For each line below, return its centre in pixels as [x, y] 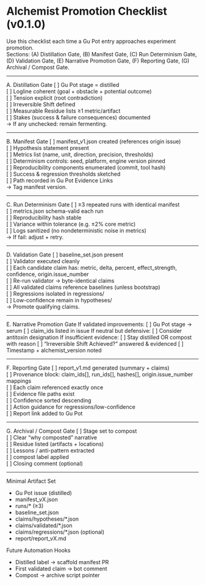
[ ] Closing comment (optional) [45, 463]
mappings [19, 381]
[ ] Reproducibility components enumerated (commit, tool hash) [86, 167]
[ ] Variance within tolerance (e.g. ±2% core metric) [71, 224]
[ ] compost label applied [38, 456]
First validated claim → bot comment [61, 568]
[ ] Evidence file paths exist [41, 393]
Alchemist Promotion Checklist [87, 11]
